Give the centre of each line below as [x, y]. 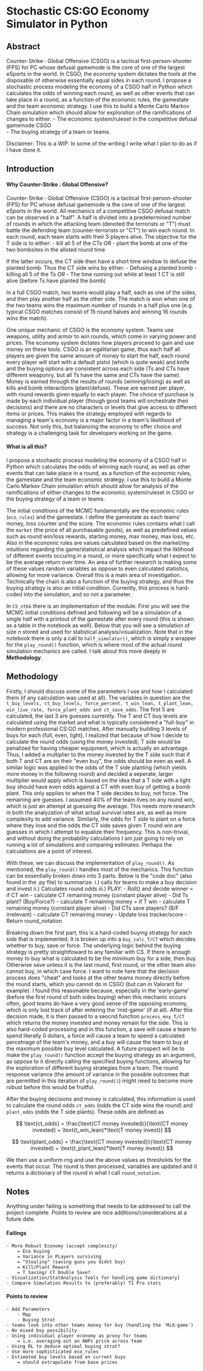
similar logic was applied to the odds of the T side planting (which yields [96, 767]
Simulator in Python [57, 24]
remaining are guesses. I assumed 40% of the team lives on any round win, [100, 799]
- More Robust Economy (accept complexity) [62, 1246]
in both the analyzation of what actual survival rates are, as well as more [96, 812]
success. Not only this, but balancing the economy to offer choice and [94, 426]
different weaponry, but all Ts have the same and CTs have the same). [93, 375]
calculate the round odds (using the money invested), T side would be [94, 741]
